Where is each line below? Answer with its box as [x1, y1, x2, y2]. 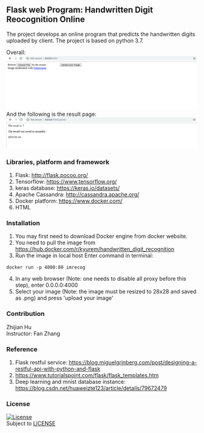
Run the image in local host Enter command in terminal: [15, 252, 154, 260]
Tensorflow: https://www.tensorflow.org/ [15, 178, 117, 186]
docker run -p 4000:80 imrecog [6, 264, 86, 270]
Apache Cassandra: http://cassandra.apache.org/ [15, 191, 140, 198]
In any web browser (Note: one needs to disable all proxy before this [15, 275, 186, 283]
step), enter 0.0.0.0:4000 [15, 281, 78, 289]
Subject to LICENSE [6, 420, 56, 427]
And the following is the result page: [6, 110, 97, 118]
